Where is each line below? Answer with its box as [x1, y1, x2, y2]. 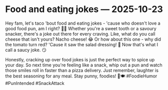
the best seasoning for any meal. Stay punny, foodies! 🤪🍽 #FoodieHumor [5, 73, 157, 79]
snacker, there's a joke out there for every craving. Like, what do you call [5, 31, 155, 37]
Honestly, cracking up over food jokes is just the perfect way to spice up [5, 56, 155, 62]
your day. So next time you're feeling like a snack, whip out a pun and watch [5, 62, 162, 68]
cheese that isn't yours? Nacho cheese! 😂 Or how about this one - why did [5, 36, 161, 42]
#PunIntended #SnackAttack [5, 80, 65, 86]
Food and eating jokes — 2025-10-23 [5, 4, 163, 15]
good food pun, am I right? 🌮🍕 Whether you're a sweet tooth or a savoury [5, 25, 156, 31]
